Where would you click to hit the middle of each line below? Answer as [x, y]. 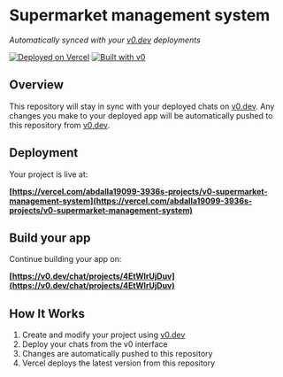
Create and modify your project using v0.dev [103, 335]
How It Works [47, 314]
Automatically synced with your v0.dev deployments [105, 40]
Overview [37, 85]
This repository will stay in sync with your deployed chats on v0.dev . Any [142, 106]
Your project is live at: [49, 174]
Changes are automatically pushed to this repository [117, 354]
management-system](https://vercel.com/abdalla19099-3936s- [131, 201]
